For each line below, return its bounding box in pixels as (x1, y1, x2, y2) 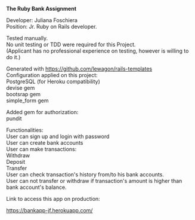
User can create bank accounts (6, 139, 83, 146)
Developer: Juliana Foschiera (6, 17, 78, 23)
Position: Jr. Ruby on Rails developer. (6, 23, 97, 30)
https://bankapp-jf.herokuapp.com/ (6, 207, 93, 214)
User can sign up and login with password (6, 133, 110, 140)
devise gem (6, 84, 35, 91)
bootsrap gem (6, 91, 41, 97)
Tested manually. (6, 35, 48, 41)
